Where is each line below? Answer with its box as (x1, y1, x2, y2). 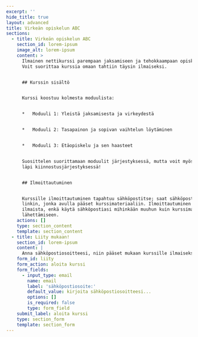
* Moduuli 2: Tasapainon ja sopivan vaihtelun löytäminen (21, 127, 173, 133)
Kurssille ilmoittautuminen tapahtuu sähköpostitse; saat (21, 195, 167, 201)
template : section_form (16, 322, 75, 328)
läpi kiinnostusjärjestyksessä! (21, 163, 101, 170)
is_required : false (27, 300, 75, 306)
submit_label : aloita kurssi (16, 310, 88, 316)
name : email (27, 278, 57, 284)
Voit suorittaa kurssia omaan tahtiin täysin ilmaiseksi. (21, 63, 167, 70)
